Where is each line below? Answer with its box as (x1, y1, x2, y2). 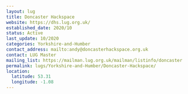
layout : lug (6, 8, 35, 15)
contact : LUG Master (6, 52, 57, 58)
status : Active (6, 30, 43, 36)
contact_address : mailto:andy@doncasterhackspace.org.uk (6, 47, 149, 53)
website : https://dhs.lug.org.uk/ (6, 19, 91, 25)
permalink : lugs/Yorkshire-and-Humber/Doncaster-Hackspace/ (6, 62, 157, 69)
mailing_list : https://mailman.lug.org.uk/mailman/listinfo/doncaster (6, 57, 183, 63)
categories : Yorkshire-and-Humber (6, 41, 91, 47)
